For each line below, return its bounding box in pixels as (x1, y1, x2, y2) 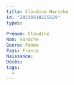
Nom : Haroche (6, 37, 39, 42)
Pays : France (6, 48, 39, 54)
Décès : (6, 59, 23, 65)
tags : (6, 64, 20, 71)
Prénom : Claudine (6, 31, 50, 37)
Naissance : (6, 53, 34, 59)
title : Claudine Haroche (6, 8, 69, 15)
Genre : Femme (6, 42, 39, 48)
